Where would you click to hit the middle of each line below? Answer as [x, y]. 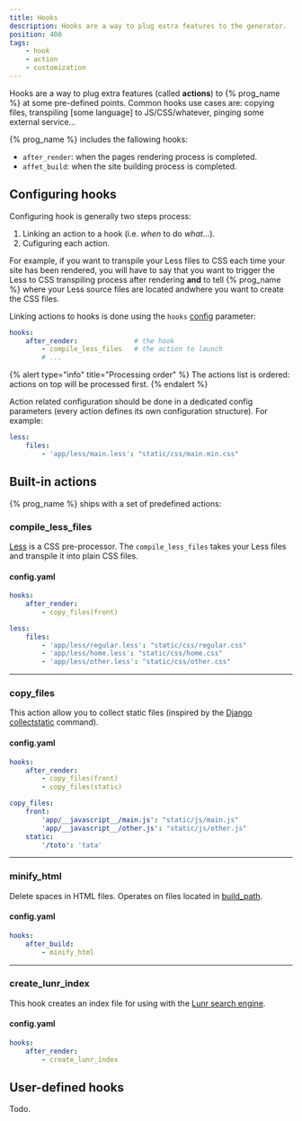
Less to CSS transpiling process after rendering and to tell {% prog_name [145, 279]
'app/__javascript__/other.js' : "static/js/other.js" [144, 828]
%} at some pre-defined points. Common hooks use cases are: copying [142, 102]
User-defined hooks [67, 1088]
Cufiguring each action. [66, 243]
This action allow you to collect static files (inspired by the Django [131, 713]
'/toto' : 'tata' [72, 845]
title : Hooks [34, 18]
